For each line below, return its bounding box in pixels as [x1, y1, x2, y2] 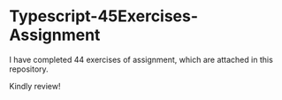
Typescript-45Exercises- [9, 6, 199, 27]
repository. [9, 64, 49, 74]
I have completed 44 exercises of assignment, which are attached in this [9, 54, 274, 65]
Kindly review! [9, 81, 61, 91]
